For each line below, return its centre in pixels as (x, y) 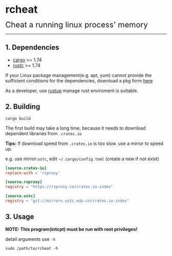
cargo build (18, 118)
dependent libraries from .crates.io (44, 133)
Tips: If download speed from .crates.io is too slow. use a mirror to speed (84, 143)
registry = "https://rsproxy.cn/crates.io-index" (59, 187)
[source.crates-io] (26, 168)
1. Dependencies (33, 47)
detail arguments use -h (30, 239)
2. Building (23, 107)
